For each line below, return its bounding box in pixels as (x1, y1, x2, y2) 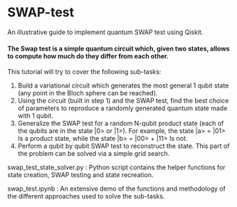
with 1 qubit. (17, 112, 53, 120)
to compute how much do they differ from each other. (7, 51, 169, 60)
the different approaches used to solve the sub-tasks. (7, 192, 165, 201)
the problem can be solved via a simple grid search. (17, 149, 170, 158)
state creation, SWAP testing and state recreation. (7, 171, 154, 179)
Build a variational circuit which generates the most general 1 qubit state (17, 81, 229, 90)
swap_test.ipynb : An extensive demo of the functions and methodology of (7, 184, 226, 193)
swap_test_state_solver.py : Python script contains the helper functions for (7, 163, 226, 171)
